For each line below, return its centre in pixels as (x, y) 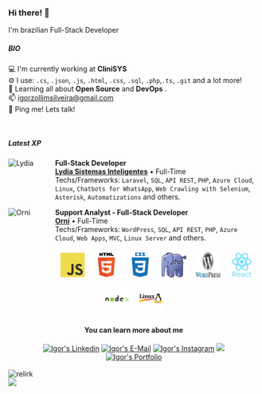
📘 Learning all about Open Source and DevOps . (88, 89)
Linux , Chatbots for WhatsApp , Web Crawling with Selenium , (153, 189)
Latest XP (25, 143)
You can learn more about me (134, 329)
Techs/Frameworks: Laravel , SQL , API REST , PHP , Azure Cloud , (155, 180)
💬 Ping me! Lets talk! (42, 109)
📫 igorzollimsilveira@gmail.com (61, 98)
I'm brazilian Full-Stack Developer (64, 30)
